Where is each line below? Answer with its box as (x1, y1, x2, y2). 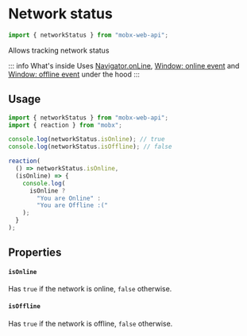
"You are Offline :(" (37, 201, 109, 209)
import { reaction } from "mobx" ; (8, 121, 123, 129)
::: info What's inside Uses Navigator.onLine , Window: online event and (8, 61, 240, 70)
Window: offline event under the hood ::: (8, 69, 141, 79)
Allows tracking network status (8, 45, 110, 55)
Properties (8, 246, 62, 260)
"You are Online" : (37, 194, 102, 202)
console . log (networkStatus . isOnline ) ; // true (8, 135, 165, 143)
